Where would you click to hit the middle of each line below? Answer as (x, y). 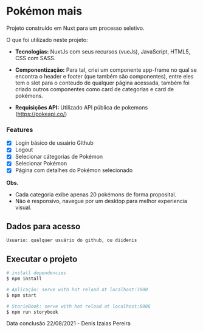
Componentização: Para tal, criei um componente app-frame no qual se (106, 70)
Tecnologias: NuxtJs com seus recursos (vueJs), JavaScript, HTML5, (102, 51)
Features (20, 130)
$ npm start (21, 295)
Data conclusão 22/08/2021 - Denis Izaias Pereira (68, 323)
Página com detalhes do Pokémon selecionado (74, 170)
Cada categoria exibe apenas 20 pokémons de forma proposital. (96, 194)
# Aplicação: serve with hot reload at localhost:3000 (77, 289)
